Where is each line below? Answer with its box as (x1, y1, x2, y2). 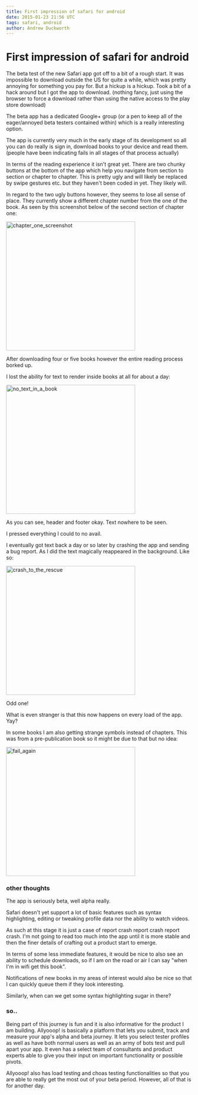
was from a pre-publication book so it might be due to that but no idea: (6, 735, 178, 742)
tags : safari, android (6, 19, 62, 25)
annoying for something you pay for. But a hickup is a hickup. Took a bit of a (6, 83, 191, 90)
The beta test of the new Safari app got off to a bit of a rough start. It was (6, 70, 184, 77)
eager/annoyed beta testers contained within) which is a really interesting (6, 119, 184, 126)
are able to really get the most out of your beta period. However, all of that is (6, 1076, 192, 1083)
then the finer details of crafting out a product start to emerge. (6, 939, 157, 946)
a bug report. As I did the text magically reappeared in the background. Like (6, 548, 190, 555)
